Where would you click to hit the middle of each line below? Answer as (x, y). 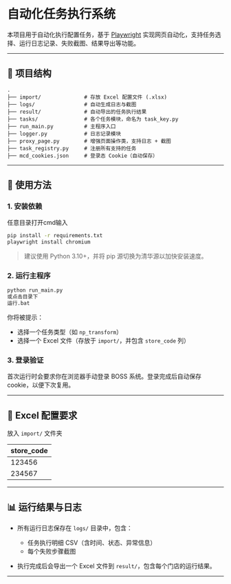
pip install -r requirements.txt (55, 236)
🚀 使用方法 (29, 185)
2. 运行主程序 (29, 276)
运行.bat (19, 303)
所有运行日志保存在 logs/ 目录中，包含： (75, 528)
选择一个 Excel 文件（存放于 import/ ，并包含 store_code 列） (103, 341)
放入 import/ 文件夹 (35, 433)
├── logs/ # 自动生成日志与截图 (72, 104)
